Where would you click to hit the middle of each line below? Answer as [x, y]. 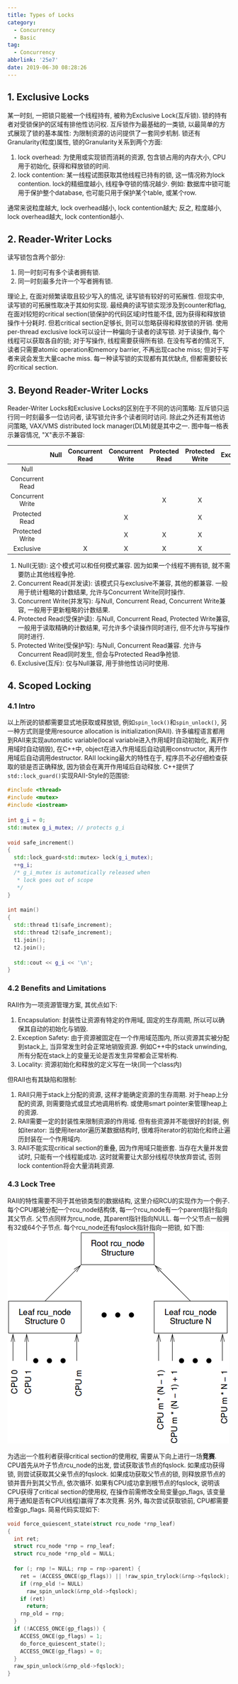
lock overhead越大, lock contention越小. [66, 216]
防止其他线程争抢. [50, 574]
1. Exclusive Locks [49, 97]
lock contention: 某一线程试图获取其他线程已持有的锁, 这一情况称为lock [121, 175]
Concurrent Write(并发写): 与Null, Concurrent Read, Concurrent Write [118, 601]
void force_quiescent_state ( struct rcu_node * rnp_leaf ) [91, 1524]
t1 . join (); [30, 940]
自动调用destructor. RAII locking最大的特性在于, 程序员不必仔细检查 [124, 758]
